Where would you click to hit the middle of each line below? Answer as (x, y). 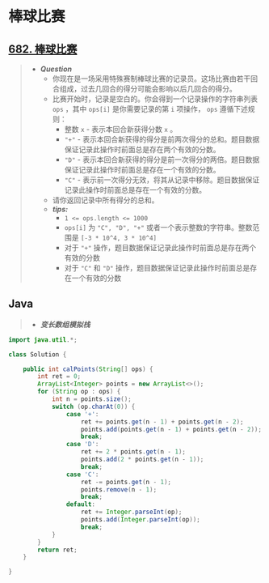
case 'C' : (82, 474)
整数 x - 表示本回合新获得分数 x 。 (121, 129)
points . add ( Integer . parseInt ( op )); (140, 520)
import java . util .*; (43, 340)
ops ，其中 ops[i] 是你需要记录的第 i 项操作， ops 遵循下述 (150, 109)
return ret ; (58, 550)
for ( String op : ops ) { (79, 392)
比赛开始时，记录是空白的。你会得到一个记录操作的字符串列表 (155, 99)
